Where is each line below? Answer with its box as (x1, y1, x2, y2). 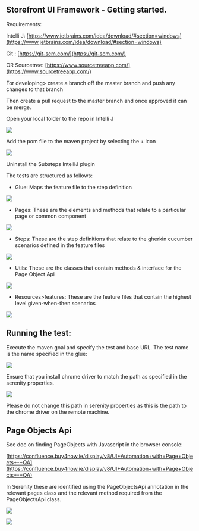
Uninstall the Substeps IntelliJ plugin (6, 160, 95, 167)
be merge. (6, 104, 31, 111)
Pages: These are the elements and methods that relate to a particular (14, 206, 186, 213)
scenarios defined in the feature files (14, 241, 105, 249)
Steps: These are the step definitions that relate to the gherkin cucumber (14, 235, 193, 242)
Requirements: (6, 20, 42, 27)
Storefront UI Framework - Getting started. (6, 5, 168, 15)
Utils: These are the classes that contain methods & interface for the (14, 264, 182, 271)
